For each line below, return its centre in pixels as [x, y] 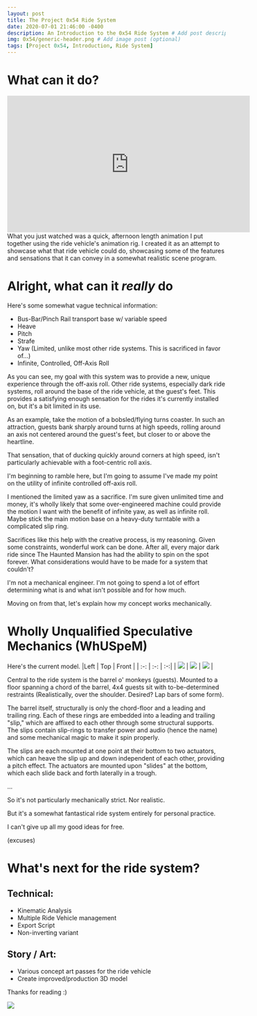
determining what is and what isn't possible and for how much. [97, 590]
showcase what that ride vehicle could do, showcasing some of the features [116, 251]
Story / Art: [32, 955]
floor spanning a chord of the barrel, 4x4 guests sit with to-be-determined [113, 687]
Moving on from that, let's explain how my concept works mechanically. [110, 603]
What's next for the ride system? [104, 868]
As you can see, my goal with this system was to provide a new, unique [109, 376]
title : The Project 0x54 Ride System [62, 20]
